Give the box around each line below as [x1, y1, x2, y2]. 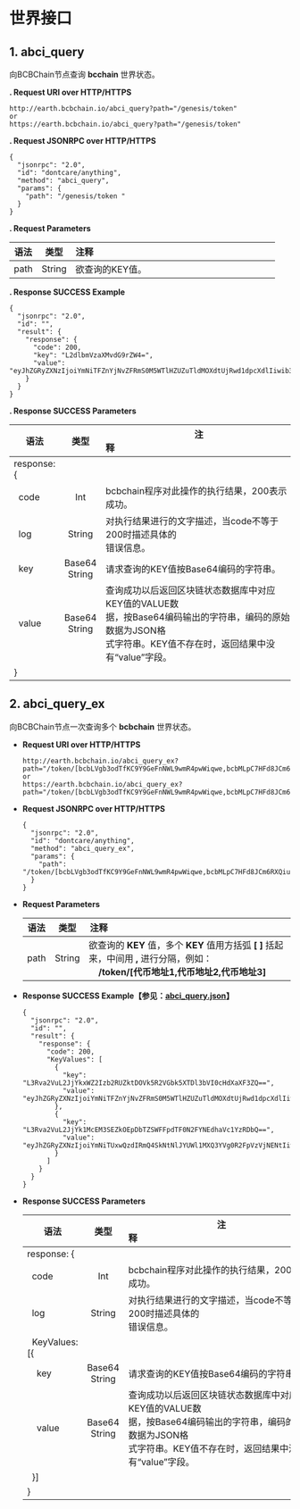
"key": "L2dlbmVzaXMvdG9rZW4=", [32, 351, 154, 360]
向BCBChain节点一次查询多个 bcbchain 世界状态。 [9, 721, 196, 732]
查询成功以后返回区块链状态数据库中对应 [105, 584, 276, 596]
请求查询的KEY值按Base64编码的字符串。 [105, 563, 281, 575]
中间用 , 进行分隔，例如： [106, 952, 212, 964]
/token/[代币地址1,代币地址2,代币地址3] [97, 965, 266, 978]
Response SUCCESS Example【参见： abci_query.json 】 [21, 990, 235, 1001]
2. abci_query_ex [9, 696, 105, 712]
